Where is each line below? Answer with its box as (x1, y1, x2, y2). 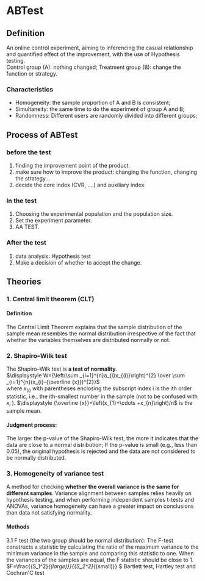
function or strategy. (6, 70, 58, 77)
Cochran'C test (6, 569, 45, 576)
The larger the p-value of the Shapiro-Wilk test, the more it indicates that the (6, 435, 198, 442)
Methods (6, 523, 30, 530)
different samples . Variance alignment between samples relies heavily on (6, 490, 192, 497)
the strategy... (15, 174, 51, 182)
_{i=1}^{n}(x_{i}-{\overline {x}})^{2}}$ (6, 379, 100, 386)
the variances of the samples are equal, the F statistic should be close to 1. (6, 556, 194, 563)
